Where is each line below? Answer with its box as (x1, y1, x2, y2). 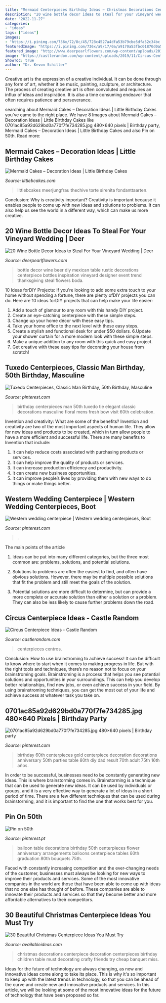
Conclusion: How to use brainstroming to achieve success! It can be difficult (5, 656, 161, 662)
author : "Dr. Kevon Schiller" (5, 62, 68, 67)
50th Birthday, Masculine (5, 371, 85, 380)
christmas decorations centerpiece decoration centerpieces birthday (17, 951, 158, 957)
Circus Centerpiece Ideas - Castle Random (5, 614, 139, 622)
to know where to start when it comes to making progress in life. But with (5, 661, 154, 667)
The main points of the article (5, 545, 65, 550)
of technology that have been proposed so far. (5, 992, 100, 998)
